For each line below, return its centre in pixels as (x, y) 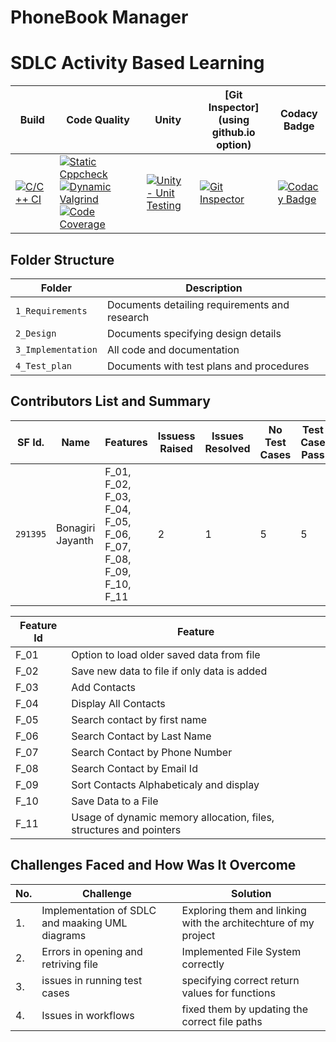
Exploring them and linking (244, 910)
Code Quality (98, 120)
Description (214, 288)
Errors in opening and (92, 951)
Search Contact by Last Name (141, 736)
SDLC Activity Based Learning (137, 63)
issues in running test (92, 980)
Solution (251, 893)
